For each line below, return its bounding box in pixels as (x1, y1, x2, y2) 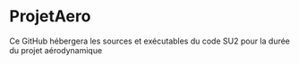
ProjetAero (9, 6, 91, 27)
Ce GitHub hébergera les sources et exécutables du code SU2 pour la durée (9, 36, 291, 46)
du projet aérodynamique (9, 44, 103, 55)
